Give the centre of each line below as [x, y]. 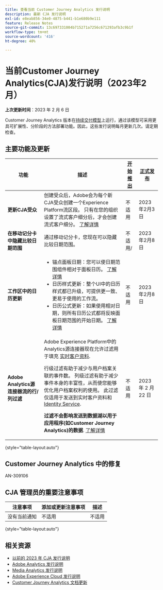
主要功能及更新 [27, 149]
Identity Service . [63, 404]
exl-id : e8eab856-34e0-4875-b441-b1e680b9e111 [53, 18]
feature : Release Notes [29, 23]
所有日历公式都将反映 [91, 313]
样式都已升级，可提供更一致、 [86, 291]
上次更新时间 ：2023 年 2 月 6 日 [37, 109]
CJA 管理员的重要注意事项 [44, 492]
